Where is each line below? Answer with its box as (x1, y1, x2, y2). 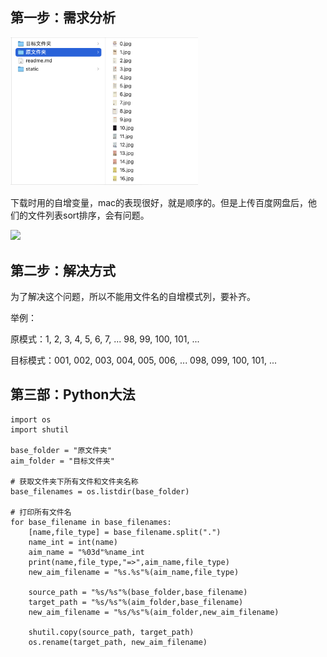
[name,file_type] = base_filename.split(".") (28, 527, 222, 537)
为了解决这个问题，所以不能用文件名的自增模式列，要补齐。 (10, 291, 256, 303)
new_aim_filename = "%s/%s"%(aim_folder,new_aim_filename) (28, 607, 280, 617)
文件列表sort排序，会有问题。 (27, 209, 150, 222)
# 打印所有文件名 (10, 507, 72, 517)
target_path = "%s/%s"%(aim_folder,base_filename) (28, 597, 244, 607)
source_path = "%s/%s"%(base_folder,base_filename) (28, 587, 248, 597)
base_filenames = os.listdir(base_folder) (10, 486, 190, 497)
